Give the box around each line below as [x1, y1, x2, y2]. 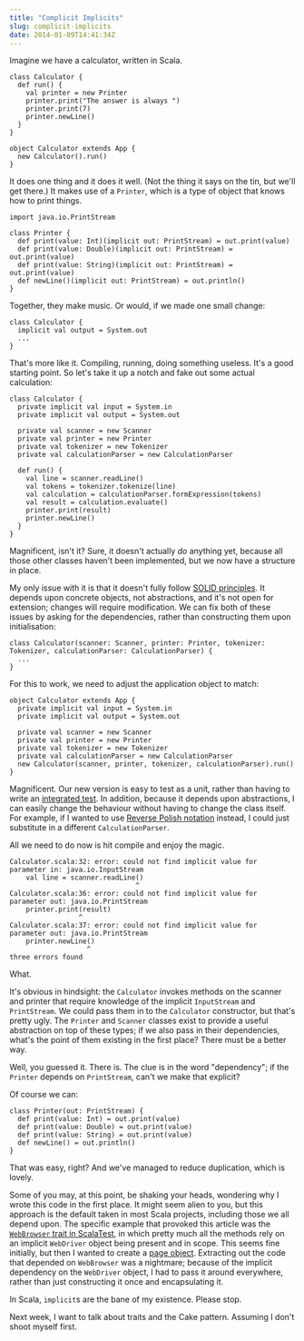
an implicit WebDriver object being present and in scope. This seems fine [9, 1237, 280, 1249]
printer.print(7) [25, 104, 92, 114]
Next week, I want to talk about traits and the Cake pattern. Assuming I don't [9, 1312, 295, 1323]
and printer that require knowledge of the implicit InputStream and [9, 996, 256, 1007]
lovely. [9, 1172, 34, 1183]
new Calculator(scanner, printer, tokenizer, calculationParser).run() [17, 760, 295, 769]
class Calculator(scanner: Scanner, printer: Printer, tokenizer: [9, 639, 266, 648]
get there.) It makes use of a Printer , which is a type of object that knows [9, 185, 286, 196]
